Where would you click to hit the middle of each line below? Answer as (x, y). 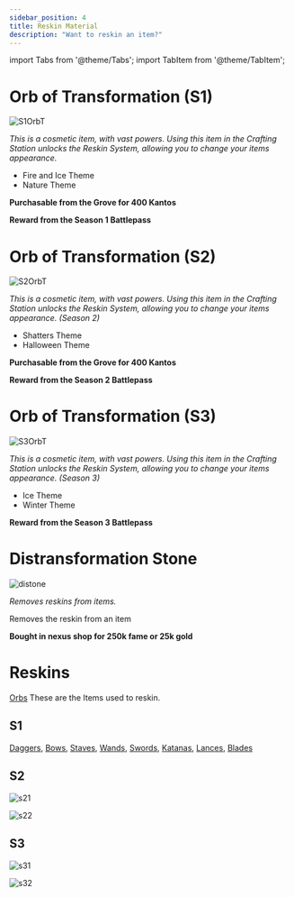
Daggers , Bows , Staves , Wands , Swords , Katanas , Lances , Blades (131, 747)
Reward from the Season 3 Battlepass (81, 523)
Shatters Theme (52, 335)
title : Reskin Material (54, 26)
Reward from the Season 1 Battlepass (80, 220)
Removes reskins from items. (63, 601)
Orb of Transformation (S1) (111, 96)
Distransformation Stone (103, 559)
